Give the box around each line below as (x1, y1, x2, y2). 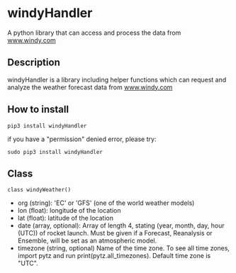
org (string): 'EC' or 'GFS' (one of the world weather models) (17, 199, 195, 207)
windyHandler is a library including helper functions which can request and (7, 75, 227, 84)
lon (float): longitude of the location (17, 206, 121, 215)
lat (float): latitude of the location (17, 214, 113, 223)
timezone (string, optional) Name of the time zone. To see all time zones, (17, 244, 230, 252)
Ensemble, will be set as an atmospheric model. (17, 236, 157, 245)
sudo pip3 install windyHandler (7, 148, 103, 155)
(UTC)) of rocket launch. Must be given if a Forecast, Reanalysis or (17, 229, 213, 238)
